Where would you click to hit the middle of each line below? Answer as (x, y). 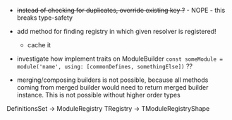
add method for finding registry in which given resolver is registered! (116, 31)
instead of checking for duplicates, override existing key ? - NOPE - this (121, 10)
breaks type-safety (45, 18)
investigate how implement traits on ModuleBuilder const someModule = (120, 59)
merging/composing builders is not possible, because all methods (112, 80)
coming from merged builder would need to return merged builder (112, 87)
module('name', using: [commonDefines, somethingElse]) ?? (105, 66)
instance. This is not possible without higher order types (98, 95)
